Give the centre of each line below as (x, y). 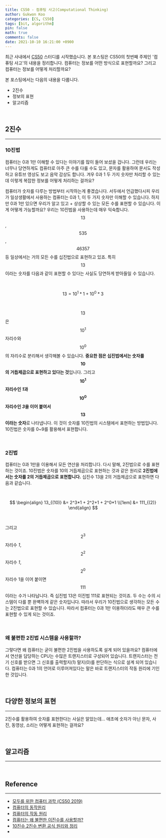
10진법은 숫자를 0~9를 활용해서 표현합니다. (46, 429)
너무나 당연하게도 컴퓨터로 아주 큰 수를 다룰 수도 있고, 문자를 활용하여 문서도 (78, 168)
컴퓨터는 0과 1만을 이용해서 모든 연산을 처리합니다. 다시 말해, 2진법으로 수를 (78, 465)
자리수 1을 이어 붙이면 (26, 579)
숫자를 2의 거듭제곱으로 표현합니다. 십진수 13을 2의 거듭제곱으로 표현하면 (84, 477)
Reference (21, 784)
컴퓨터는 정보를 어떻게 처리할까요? (38, 69)
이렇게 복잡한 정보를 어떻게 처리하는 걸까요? (52, 180)
